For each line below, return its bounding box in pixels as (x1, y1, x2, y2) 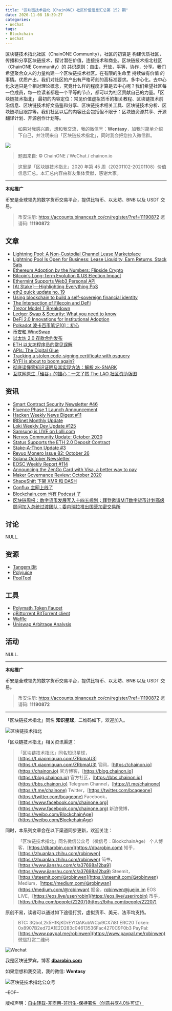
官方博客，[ (59, 767, 84, 774)
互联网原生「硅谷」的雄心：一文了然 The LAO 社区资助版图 (12, 370, 137, 377)
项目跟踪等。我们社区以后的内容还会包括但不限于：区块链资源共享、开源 (14, 108, 167, 114)
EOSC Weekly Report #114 (12, 461, 68, 467)
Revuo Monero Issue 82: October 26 (12, 450, 90, 456)
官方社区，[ (70, 774, 95, 780)
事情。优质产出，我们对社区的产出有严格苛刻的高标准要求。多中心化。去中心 (5, 76, 167, 83)
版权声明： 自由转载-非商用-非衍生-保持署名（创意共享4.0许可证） (5, 1000, 144, 1006)
